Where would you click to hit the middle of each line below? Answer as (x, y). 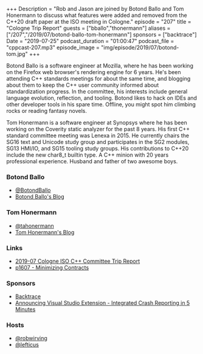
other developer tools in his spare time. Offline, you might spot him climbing (101, 104)
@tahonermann (35, 226)
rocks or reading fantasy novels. (46, 111)
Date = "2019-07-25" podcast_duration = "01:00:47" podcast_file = (90, 41)
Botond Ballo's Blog (40, 197)
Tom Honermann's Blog (45, 232)
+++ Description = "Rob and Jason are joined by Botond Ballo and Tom (95, 9)
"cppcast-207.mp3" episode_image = (53, 47)
